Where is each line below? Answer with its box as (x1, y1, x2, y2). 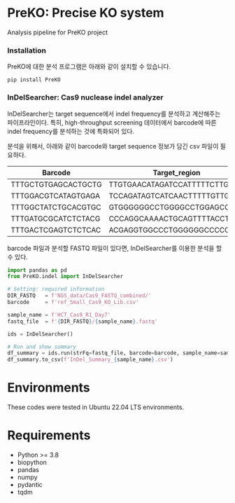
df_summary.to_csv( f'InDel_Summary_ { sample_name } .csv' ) (7, 356, 173, 364)
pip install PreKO (7, 76, 61, 83)
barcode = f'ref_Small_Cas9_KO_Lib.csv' (7, 299, 139, 306)
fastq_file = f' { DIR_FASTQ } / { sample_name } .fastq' (7, 317, 158, 325)
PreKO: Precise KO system (7, 5, 164, 21)
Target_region (152, 167, 201, 177)
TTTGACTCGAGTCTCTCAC (10, 225, 101, 235)
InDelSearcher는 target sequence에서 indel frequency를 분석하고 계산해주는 (7, 109, 221, 118)
